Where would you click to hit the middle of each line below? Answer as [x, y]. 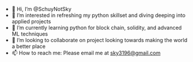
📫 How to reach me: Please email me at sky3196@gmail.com [86, 53]
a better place [29, 46]
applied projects [31, 21]
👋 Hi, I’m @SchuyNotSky [41, 9]
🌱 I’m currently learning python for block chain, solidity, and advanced [97, 27]
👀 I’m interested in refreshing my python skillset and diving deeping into [99, 15]
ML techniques [30, 34]
